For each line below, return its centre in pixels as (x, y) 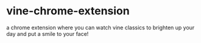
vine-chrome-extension (68, 11)
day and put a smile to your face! (48, 33)
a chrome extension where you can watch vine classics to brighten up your (100, 27)
